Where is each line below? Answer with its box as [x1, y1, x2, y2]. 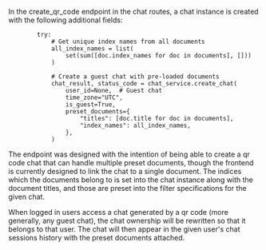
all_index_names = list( [50, 45, 134, 53]
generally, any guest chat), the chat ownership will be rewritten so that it [8, 216, 246, 225]
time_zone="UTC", [65, 93, 124, 101]
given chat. [8, 192, 46, 201]
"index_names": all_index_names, [79, 121, 192, 129]
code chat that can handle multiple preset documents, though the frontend [8, 158, 254, 167]
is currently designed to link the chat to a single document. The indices [8, 167, 242, 176]
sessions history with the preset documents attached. [8, 233, 185, 242]
